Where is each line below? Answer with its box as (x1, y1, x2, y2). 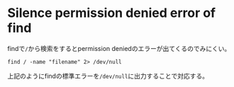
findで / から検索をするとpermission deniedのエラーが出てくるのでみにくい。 (7, 44, 231, 52)
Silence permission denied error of (7, 5, 216, 21)
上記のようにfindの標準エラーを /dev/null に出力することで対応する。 (7, 71, 209, 80)
